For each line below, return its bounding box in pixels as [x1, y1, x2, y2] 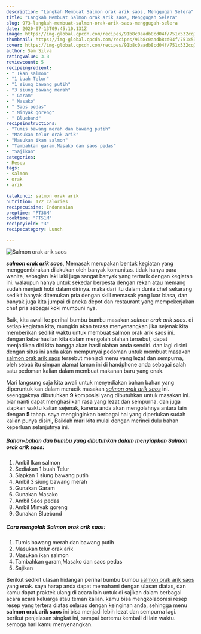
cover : [6, 43, 23, 49]
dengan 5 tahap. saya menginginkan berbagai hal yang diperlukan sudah [6, 410, 186, 418]
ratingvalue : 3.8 [6, 53, 50, 59]
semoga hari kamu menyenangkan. [6, 620, 93, 628]
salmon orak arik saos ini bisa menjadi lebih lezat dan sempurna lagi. [6, 608, 177, 615]
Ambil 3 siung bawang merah [14, 478, 87, 485]
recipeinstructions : [6, 121, 58, 127]
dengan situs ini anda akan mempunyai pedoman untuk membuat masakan [6, 348, 191, 355]
